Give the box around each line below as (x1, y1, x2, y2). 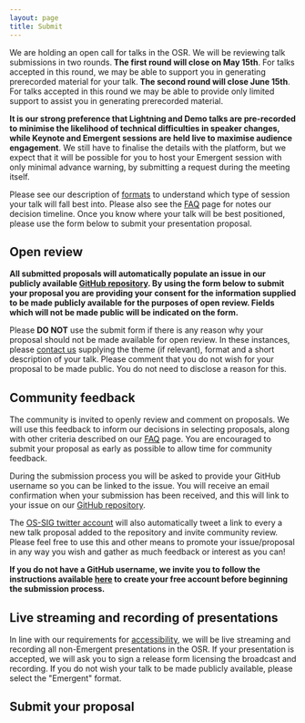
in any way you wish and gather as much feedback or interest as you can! (9, 546, 286, 557)
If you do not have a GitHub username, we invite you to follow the (9, 564, 261, 575)
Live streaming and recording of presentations (9, 610, 279, 625)
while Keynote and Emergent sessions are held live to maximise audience (9, 132, 293, 143)
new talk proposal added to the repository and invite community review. (9, 527, 279, 538)
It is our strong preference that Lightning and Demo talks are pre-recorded (9, 113, 296, 124)
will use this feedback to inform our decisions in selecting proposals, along (9, 424, 290, 435)
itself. (9, 170, 30, 182)
